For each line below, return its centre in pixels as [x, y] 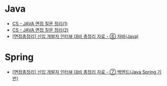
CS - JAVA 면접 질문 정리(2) [40, 30]
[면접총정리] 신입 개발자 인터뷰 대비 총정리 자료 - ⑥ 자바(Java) [75, 36]
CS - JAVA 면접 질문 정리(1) [40, 23]
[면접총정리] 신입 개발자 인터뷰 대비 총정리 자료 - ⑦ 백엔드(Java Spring [84, 72]
